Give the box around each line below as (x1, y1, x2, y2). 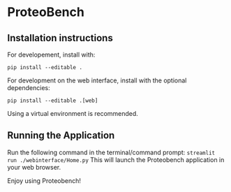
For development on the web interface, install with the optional (7, 76, 187, 84)
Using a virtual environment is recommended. (7, 110, 138, 117)
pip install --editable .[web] (7, 97, 98, 104)
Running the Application (7, 130, 115, 142)
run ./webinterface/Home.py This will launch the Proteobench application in (7, 155, 225, 164)
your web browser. (7, 163, 61, 171)
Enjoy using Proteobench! (7, 176, 82, 185)
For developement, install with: (7, 50, 96, 59)
